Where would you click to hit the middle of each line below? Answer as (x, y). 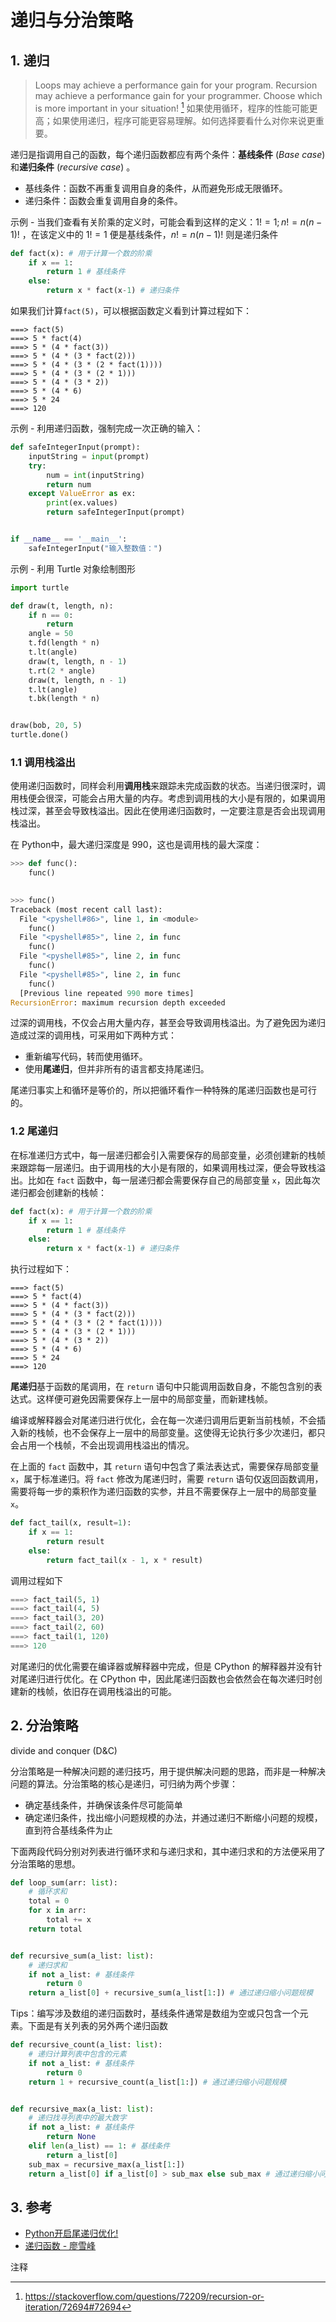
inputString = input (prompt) (89, 456)
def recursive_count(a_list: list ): (86, 2045)
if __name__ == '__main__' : (69, 539)
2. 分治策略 (44, 1726)
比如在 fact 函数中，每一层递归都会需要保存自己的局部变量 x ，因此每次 (174, 1180)
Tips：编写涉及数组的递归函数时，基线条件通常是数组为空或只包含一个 (155, 2013)
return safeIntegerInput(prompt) (116, 512)
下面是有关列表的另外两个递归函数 (97, 2026)
